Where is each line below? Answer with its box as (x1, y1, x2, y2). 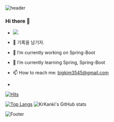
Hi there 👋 (5, 17, 31, 25)
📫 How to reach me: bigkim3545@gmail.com (12, 69, 109, 76)
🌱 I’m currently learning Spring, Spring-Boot (12, 59, 106, 66)
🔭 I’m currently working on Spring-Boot (12, 50, 96, 56)
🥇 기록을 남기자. (12, 39, 45, 45)
